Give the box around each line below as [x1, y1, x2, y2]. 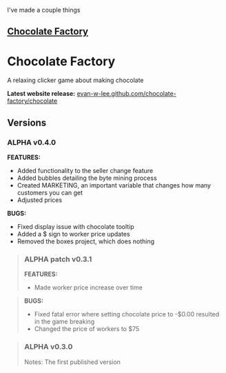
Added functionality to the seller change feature [17, 167, 154, 175]
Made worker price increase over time [34, 283, 143, 292]
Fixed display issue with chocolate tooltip [17, 223, 134, 231]
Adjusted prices [17, 196, 63, 204]
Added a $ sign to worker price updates [17, 230, 130, 239]
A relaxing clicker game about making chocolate [7, 76, 144, 85]
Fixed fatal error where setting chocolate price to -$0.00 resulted [34, 310, 220, 319]
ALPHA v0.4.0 [7, 137, 56, 147]
